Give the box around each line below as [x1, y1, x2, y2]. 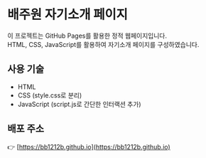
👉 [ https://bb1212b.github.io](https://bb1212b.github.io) [7, 142, 170, 151]
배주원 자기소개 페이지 [7, 6, 128, 23]
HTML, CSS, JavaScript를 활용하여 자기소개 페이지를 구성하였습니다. [7, 40, 200, 48]
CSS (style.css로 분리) [17, 90, 82, 100]
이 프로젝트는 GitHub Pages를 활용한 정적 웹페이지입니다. [7, 31, 167, 40]
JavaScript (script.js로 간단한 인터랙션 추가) [17, 100, 141, 108]
